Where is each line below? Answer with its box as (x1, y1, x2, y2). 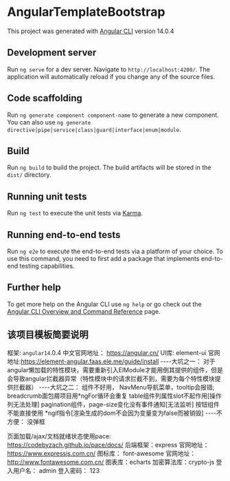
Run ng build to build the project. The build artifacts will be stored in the (7, 163, 211, 172)
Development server (7, 47, 97, 58)
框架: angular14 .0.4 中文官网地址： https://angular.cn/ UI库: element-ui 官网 (7, 348, 220, 356)
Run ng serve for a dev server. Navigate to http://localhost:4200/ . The (7, 65, 211, 73)
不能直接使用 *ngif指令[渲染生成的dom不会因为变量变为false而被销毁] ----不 (7, 409, 223, 417)
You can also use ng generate (7, 118, 91, 126)
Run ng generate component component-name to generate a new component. (7, 111, 220, 119)
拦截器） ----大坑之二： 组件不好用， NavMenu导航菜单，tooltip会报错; (12, 383, 215, 391)
